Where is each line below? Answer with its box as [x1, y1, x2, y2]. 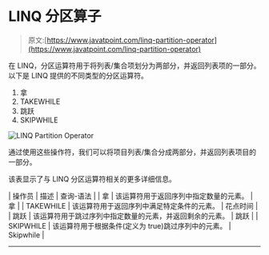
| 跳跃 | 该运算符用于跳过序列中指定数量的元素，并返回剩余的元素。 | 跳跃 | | [8, 211, 259, 221]
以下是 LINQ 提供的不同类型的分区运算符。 [8, 70, 148, 80]
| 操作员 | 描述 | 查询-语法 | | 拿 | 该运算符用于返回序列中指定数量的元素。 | [8, 191, 254, 201]
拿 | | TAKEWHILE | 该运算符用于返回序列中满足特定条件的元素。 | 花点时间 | [8, 201, 259, 210]
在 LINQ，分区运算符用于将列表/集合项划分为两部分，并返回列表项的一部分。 [8, 61, 261, 70]
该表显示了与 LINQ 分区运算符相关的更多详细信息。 [8, 173, 176, 184]
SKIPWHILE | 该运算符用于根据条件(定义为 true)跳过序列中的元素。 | [8, 221, 231, 230]
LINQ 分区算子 [8, 7, 102, 26]
